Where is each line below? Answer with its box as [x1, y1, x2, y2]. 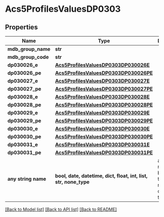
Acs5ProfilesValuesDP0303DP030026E [55, 62, 150, 68]
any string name [7, 175, 46, 182]
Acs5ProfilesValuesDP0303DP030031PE [55, 149, 153, 156]
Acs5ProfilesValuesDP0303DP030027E [55, 77, 150, 84]
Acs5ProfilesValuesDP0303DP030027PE [55, 86, 153, 92]
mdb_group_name [7, 46, 51, 52]
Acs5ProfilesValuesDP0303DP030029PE [55, 118, 153, 124]
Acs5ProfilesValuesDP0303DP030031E [55, 141, 150, 148]
